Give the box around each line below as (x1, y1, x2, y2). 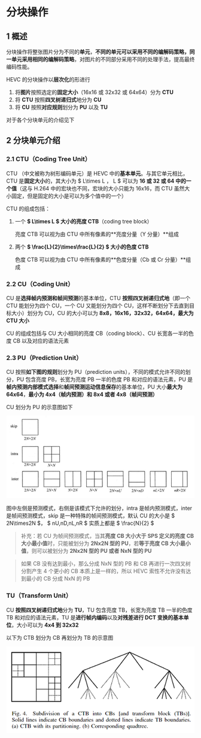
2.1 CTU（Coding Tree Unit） (6, 155, 92, 164)
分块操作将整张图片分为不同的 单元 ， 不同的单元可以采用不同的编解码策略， (6, 49, 190, 55)
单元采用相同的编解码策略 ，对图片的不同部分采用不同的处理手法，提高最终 (11, 56, 195, 63)
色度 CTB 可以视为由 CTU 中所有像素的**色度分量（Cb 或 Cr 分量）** (14, 256, 186, 263)
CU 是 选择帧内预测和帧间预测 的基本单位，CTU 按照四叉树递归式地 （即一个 (6, 294, 191, 301)
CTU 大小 (6, 317, 30, 324)
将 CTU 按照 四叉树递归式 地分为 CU (14, 96, 102, 103)
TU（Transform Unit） (6, 591, 72, 600)
